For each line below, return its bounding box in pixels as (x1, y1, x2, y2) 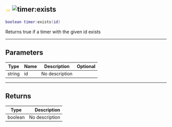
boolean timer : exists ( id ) (5, 19, 60, 25)
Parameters (5, 48, 44, 57)
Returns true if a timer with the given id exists (5, 29, 101, 35)
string (7, 71, 20, 77)
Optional (76, 63, 96, 69)
